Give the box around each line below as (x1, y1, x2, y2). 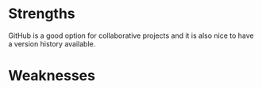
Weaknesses (8, 67, 95, 85)
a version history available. (8, 39, 96, 48)
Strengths (8, 5, 75, 23)
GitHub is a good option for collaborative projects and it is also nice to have (8, 31, 254, 40)
